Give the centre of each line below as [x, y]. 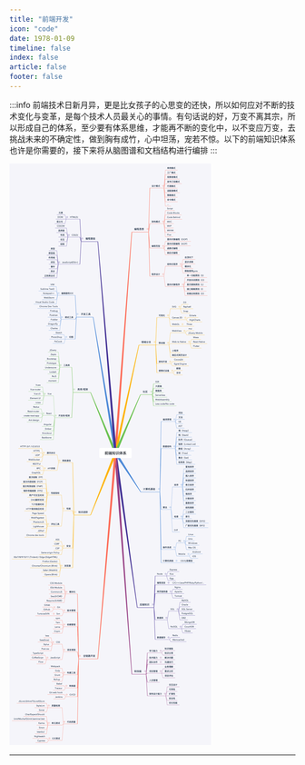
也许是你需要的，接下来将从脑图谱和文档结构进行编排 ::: [113, 150]
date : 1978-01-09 [42, 38]
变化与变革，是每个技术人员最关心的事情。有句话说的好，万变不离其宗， [152, 116]
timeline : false [40, 48]
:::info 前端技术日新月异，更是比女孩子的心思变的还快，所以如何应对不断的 [148, 104]
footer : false [36, 77]
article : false [38, 67]
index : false [34, 58]
